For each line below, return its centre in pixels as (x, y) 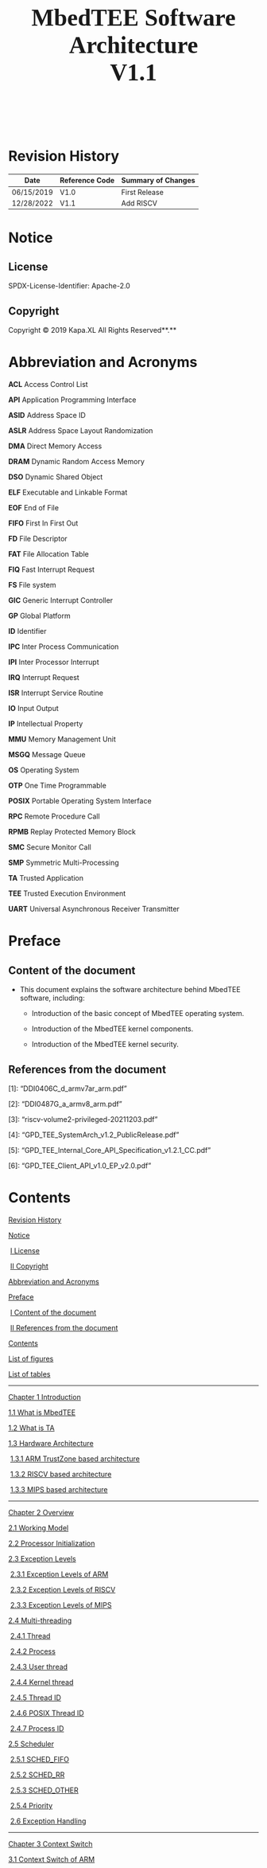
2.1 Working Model (39, 1528)
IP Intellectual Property (46, 724)
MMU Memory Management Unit (62, 739)
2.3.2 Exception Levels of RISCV (63, 1589)
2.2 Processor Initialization (52, 1543)
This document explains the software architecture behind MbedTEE (130, 990)
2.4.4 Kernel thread (42, 1682)
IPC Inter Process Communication (64, 647)
